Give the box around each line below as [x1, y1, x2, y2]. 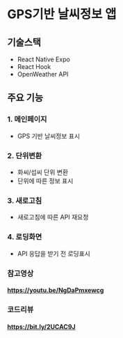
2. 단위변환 [7, 151, 42, 160]
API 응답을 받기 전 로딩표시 [17, 249, 90, 258]
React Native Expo [17, 55, 71, 63]
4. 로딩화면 [7, 232, 42, 242]
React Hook [17, 63, 51, 70]
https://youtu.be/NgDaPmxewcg [7, 286, 104, 295]
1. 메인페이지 [7, 114, 47, 124]
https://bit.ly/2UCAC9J [7, 322, 76, 331]
